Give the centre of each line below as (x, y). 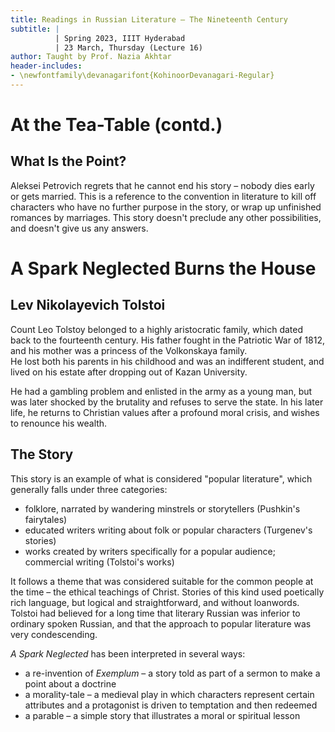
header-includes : (46, 66)
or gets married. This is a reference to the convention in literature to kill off (163, 196)
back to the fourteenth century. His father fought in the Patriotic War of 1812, (168, 340)
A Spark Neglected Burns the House (163, 268)
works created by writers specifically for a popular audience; (150, 551)
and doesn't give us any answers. (79, 228)
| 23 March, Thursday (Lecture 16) (128, 47)
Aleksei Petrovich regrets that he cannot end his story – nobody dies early (162, 185)
